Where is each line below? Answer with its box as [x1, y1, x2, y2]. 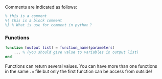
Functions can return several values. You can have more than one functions [5, 63, 158, 69]
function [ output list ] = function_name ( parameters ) [5, 45, 115, 50]
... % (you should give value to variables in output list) [14, 50, 139, 55]
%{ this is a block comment [5, 18, 63, 23]
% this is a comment [5, 14, 47, 19]
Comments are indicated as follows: [5, 4, 77, 10]
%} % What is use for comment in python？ [5, 22, 92, 27]
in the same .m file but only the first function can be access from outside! [5, 68, 152, 74]
